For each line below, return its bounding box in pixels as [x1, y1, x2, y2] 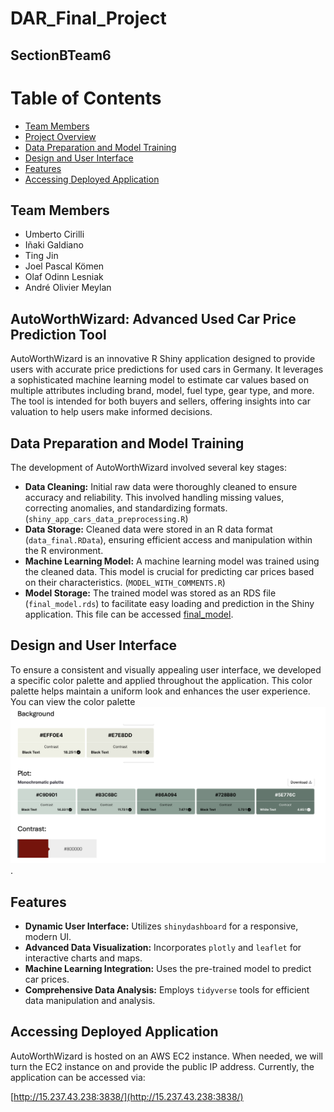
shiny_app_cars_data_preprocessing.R [28, 514, 186, 524]
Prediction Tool [10, 326, 107, 343]
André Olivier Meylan [24, 282, 112, 294]
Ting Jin [24, 250, 59, 262]
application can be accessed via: [10, 1071, 146, 1083]
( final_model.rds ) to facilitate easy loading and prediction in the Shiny [24, 597, 315, 609]
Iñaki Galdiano [24, 239, 84, 251]
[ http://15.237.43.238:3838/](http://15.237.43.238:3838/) [10, 1090, 244, 1102]
